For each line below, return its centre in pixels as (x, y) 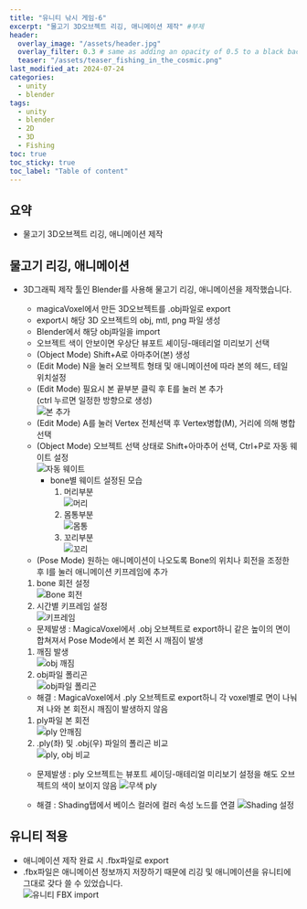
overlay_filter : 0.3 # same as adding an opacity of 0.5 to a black (151, 52)
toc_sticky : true (42, 162)
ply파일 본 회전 (63, 720)
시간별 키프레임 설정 (72, 606)
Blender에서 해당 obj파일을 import (98, 332)
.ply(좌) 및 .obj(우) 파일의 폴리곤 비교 (102, 743)
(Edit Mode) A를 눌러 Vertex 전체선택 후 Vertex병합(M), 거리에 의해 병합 (166, 423)
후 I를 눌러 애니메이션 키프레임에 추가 (102, 572)
